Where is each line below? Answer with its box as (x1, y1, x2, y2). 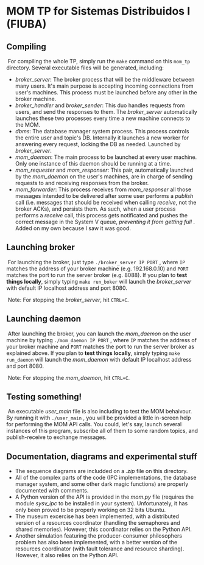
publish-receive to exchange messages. (6, 433, 107, 441)
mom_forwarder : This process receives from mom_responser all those (15, 186, 192, 193)
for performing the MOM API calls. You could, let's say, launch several (6, 421, 182, 428)
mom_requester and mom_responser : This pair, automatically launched (15, 166, 194, 174)
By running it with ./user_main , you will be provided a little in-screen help (6, 414, 191, 421)
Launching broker (6, 242, 75, 253)
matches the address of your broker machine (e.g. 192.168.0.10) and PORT (6, 265, 189, 272)
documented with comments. (15, 487, 89, 494)
